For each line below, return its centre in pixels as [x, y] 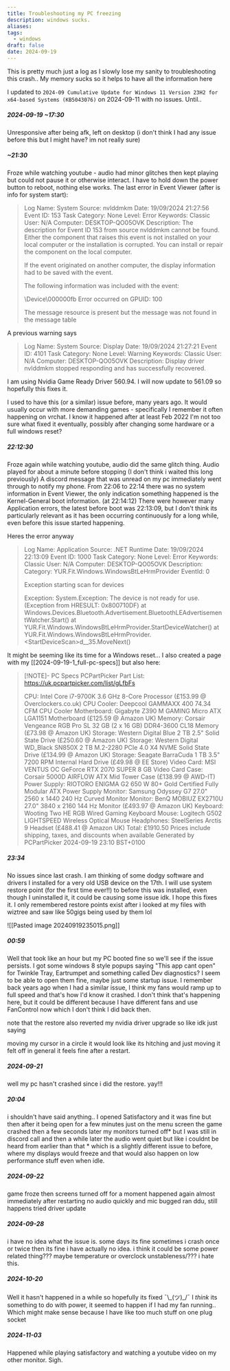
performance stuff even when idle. [56, 1160]
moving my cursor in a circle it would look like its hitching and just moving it [114, 1043]
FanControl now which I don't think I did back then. [79, 1009]
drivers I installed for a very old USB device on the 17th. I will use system [110, 882]
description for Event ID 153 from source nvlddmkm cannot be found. [122, 230]
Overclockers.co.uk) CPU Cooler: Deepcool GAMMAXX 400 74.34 [117, 703]
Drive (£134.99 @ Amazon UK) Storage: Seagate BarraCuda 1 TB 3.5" [122, 755]
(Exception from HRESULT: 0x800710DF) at [85, 605]
